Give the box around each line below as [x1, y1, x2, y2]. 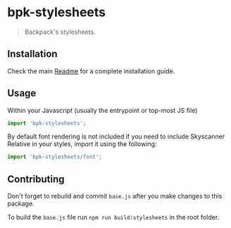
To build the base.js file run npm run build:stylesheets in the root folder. [7, 213, 220, 222]
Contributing [7, 173, 65, 185]
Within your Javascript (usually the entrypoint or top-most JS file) [7, 106, 198, 114]
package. [7, 199, 35, 208]
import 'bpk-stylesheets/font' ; [7, 153, 102, 161]
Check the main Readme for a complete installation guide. [7, 66, 175, 75]
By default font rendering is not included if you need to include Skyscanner [7, 132, 225, 141]
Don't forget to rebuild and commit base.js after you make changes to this [7, 192, 223, 200]
